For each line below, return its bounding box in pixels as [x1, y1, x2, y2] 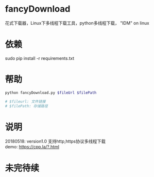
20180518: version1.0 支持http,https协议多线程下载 [5, 139, 106, 144]
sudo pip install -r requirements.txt [5, 55, 74, 61]
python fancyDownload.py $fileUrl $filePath [5, 90, 97, 95]
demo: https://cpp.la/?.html [5, 144, 60, 150]
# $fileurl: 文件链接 [5, 99, 46, 104]
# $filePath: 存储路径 [5, 104, 48, 108]
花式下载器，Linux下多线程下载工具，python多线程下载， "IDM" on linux [5, 20, 150, 26]
